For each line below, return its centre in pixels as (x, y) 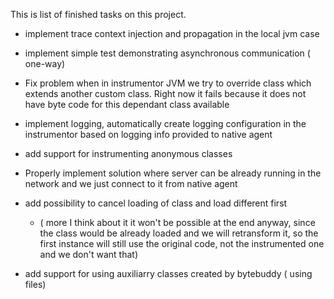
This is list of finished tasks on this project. (98, 14)
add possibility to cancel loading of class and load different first (156, 203)
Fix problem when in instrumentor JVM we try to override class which (168, 83)
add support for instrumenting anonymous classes (128, 153)
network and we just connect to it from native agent (131, 183)
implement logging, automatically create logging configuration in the (165, 123)
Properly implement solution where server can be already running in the (173, 173)
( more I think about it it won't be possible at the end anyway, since (177, 222)
